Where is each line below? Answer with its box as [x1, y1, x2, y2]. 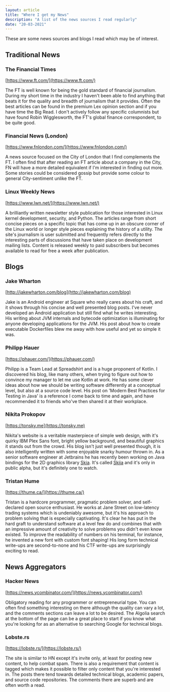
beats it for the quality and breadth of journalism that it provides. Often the [5, 98, 161, 104]
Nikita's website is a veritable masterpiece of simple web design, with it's [5, 432, 158, 438]
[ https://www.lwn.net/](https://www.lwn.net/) [5, 200, 100, 206]
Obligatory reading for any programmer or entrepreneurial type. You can [5, 599, 156, 605]
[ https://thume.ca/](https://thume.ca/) [5, 489, 85, 495]
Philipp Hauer [5, 344, 40, 352]
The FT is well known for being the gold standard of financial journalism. [5, 87, 156, 93]
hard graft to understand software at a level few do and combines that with [5, 521, 161, 527]
